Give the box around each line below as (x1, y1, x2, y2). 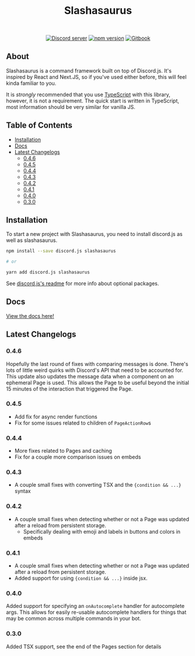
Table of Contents (6, 121, 73, 131)
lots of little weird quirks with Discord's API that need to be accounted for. (6, 367, 184, 374)
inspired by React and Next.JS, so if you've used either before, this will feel (6, 73, 187, 80)
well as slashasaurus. (6, 237, 57, 244)
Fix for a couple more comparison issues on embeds (14, 453, 141, 460)
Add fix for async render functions (14, 413, 97, 420)
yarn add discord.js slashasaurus (6, 269, 90, 275)
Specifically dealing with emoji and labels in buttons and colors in (23, 528, 181, 535)
